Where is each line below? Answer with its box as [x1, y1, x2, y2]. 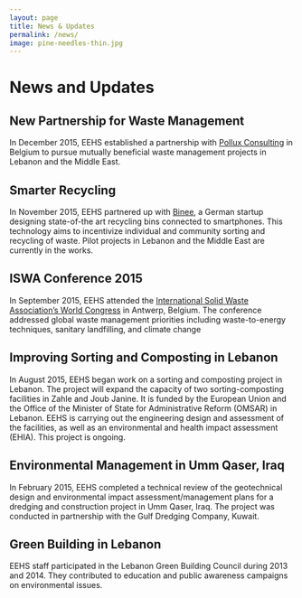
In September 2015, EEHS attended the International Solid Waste [9, 294, 249, 305]
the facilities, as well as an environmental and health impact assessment [9, 422, 278, 433]
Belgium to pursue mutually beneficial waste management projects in [9, 146, 267, 158]
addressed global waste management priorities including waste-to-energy [9, 313, 287, 325]
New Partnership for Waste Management [9, 113, 245, 128]
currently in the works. [9, 245, 93, 256]
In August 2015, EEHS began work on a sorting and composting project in [9, 374, 283, 385]
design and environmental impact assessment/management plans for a [9, 491, 274, 502]
